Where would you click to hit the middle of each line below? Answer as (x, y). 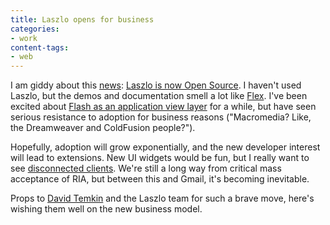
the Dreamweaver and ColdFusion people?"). (103, 128)
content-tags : (40, 47)
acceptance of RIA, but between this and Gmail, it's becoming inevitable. (160, 179)
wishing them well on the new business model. (106, 209)
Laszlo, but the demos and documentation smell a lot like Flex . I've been (159, 96)
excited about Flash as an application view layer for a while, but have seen (163, 107)
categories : (35, 29)
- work (24, 38)
